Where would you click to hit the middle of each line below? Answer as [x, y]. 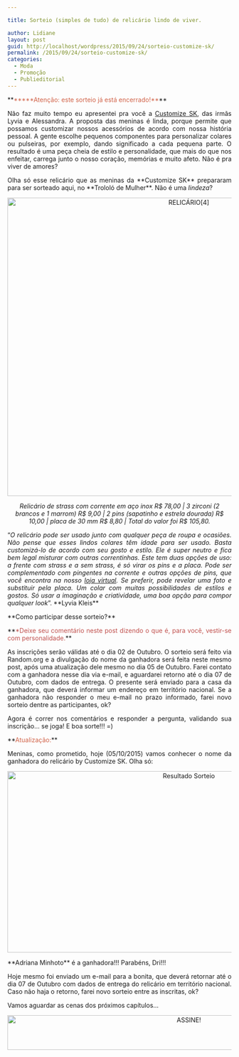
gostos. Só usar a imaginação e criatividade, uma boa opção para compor [119, 595]
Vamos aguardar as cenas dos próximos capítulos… [83, 1005]
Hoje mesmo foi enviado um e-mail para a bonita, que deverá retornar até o [119, 976]
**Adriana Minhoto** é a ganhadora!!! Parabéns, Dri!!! [87, 962]
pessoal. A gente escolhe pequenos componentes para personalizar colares [119, 136]
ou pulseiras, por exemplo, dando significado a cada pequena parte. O [119, 144]
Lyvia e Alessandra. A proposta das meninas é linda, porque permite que [119, 121]
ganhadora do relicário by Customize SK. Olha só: [80, 761]
